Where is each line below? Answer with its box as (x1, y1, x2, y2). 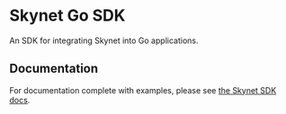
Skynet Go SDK (9, 5, 126, 26)
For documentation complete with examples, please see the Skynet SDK (9, 84, 277, 95)
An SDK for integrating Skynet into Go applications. (9, 35, 199, 46)
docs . (9, 94, 31, 105)
